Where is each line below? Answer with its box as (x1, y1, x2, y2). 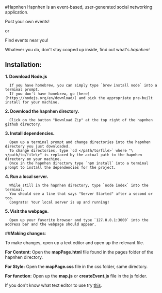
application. (5, 9, 29, 15)
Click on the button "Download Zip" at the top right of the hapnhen (9, 117, 153, 122)
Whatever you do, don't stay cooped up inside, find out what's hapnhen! (5, 47, 150, 52)
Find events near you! (5, 37, 49, 43)
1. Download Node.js (5, 73, 48, 79)
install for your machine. (5, 100, 60, 104)
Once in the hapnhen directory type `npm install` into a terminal (9, 161, 149, 166)
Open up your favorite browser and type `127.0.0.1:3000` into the (9, 218, 149, 222)
